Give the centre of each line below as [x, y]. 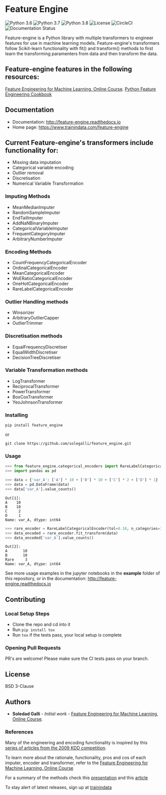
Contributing [25, 599]
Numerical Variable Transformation [48, 183]
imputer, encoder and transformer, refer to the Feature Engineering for [77, 763]
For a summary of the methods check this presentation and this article [77, 778]
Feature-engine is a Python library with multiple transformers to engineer [79, 38]
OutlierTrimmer [27, 323]
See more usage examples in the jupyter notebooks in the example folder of [83, 573]
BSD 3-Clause [20, 686]
